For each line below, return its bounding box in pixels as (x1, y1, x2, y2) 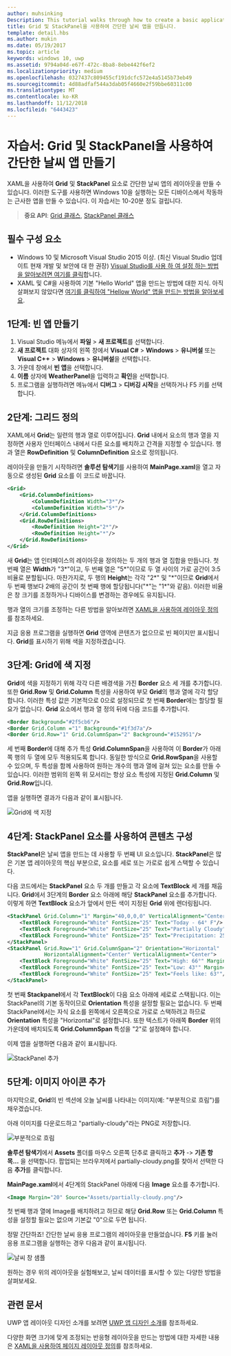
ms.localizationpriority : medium (7, 68, 103, 74)
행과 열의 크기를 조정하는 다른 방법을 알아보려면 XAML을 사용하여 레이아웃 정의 (7, 605, 219, 613)
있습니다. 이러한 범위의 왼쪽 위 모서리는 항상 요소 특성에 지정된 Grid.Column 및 (7, 770, 220, 779)
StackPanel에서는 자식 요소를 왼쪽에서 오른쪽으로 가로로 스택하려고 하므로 (7, 1007, 206, 1016)
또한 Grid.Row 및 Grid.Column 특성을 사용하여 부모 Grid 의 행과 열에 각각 (7, 687, 206, 696)
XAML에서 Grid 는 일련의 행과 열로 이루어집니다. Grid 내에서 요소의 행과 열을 (7, 431, 212, 440)
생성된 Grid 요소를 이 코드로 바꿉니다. (25, 471, 126, 480)
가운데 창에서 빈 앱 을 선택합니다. (16, 363, 104, 372)
